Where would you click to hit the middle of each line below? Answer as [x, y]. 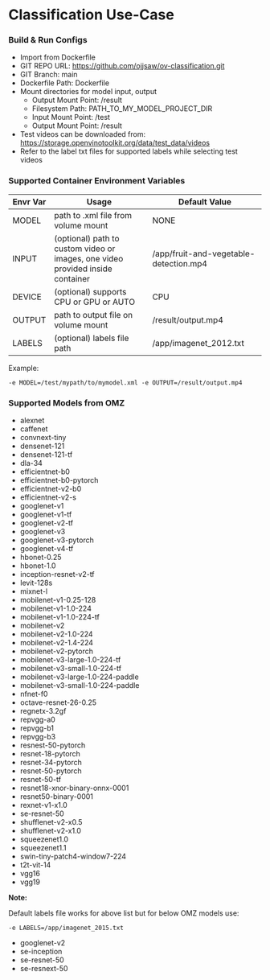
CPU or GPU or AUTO [94, 302]
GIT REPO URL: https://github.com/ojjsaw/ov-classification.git [122, 66]
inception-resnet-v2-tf [57, 574]
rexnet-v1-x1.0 [44, 805]
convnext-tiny [43, 438]
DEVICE [27, 297]
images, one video [88, 258]
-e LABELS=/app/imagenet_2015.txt [66, 928]
